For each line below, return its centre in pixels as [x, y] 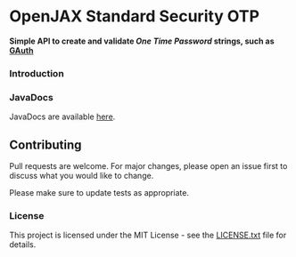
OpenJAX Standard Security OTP [135, 16]
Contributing [45, 145]
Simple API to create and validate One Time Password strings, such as [142, 41]
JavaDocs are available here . [62, 116]
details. [23, 245]
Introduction [37, 73]
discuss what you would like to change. [82, 175]
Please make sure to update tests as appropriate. [99, 192]
